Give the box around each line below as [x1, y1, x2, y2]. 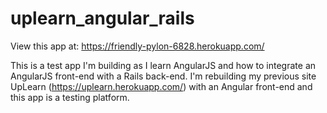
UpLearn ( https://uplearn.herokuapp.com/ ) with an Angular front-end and [10, 80, 313, 92]
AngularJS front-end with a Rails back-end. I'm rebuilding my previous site [10, 70, 317, 82]
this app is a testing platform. [10, 91, 130, 103]
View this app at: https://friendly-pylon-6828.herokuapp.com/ [10, 40, 265, 52]
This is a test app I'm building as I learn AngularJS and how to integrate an [10, 59, 317, 71]
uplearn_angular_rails [10, 7, 195, 30]
